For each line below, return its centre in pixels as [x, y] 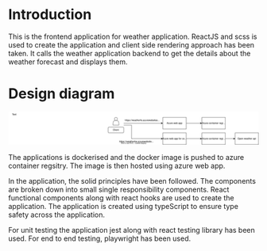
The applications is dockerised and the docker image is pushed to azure [126, 157]
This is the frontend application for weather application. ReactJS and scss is [133, 36]
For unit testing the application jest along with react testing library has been [132, 230]
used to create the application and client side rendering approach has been [132, 44]
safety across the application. [57, 215]
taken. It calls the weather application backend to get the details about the [130, 53]
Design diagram [62, 94]
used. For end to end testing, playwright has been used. [100, 238]
